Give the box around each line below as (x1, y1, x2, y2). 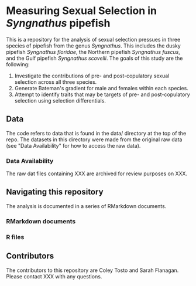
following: (6, 60, 30, 68)
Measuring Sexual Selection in (6, 4, 157, 18)
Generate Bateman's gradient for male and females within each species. (14, 84, 189, 91)
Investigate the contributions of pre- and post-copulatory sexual (14, 72, 170, 79)
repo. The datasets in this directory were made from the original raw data (6, 136, 183, 143)
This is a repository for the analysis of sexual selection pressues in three (6, 36, 181, 43)
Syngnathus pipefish (6, 16, 111, 30)
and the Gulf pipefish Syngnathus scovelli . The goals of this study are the (6, 55, 183, 62)
